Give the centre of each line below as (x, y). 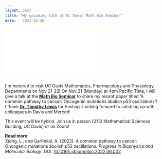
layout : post (18, 10)
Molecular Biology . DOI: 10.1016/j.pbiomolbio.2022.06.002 (63, 152)
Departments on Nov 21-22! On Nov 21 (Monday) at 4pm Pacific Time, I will (80, 91)
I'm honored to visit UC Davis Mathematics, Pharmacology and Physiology (80, 86)
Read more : (17, 136)
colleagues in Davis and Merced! (38, 112)
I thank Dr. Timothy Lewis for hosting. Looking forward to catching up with (80, 107)
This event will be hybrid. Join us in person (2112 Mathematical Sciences (78, 121)
